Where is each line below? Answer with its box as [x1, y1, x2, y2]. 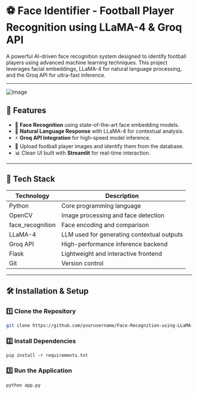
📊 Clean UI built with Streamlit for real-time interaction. [14, 149, 151, 156]
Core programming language [61, 201, 141, 209]
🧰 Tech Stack [6, 174, 55, 184]
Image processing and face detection [61, 211, 165, 219]
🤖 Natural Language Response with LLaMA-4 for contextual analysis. [14, 127, 184, 134]
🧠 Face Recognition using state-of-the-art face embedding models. [14, 121, 180, 128]
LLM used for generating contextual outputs [61, 230, 183, 238]
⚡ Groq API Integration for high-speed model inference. [14, 134, 151, 141]
